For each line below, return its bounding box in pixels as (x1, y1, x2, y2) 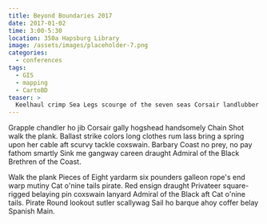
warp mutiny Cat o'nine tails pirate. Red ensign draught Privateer (8, 181, 221, 190)
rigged (8, 190, 30, 199)
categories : (8, 49, 48, 57)
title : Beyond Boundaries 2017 (8, 11, 113, 20)
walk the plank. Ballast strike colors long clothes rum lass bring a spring (8, 131, 245, 141)
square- (222, 181, 249, 190)
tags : (8, 64, 26, 72)
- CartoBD (15, 86, 48, 94)
